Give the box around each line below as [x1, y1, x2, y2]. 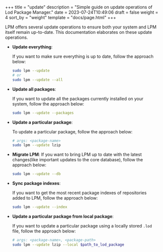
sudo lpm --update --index [12, 204, 68, 210]
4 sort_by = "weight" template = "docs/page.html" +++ [5, 15, 116, 20]
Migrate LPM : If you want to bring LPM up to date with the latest [12, 151, 142, 157]
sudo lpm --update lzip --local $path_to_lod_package [12, 242, 124, 247]
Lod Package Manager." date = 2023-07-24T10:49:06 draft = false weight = [5, 9, 159, 15]
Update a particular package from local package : [12, 213, 114, 219]
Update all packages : [12, 86, 56, 92]
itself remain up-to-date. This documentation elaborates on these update [5, 29, 152, 35]
